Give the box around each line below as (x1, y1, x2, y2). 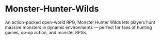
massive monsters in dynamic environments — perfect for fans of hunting (5, 24, 152, 30)
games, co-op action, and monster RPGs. (5, 29, 88, 35)
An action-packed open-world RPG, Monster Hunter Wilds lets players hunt (5, 19, 156, 25)
